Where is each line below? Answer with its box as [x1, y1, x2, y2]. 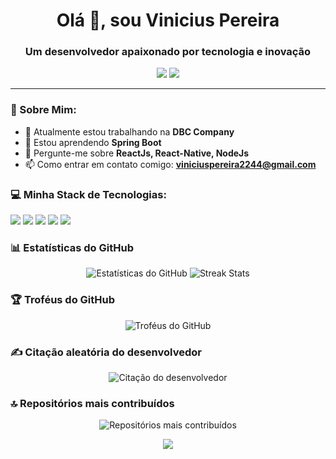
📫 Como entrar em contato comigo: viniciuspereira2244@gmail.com [24, 158, 317, 170]
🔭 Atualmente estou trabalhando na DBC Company [24, 125, 235, 138]
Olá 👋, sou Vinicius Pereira [56, 9, 280, 32]
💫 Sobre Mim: [10, 103, 77, 117]
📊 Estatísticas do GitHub [10, 241, 134, 254]
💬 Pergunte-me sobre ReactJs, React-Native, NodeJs [24, 147, 250, 159]
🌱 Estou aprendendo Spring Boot [24, 136, 162, 148]
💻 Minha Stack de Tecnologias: [10, 187, 167, 201]
